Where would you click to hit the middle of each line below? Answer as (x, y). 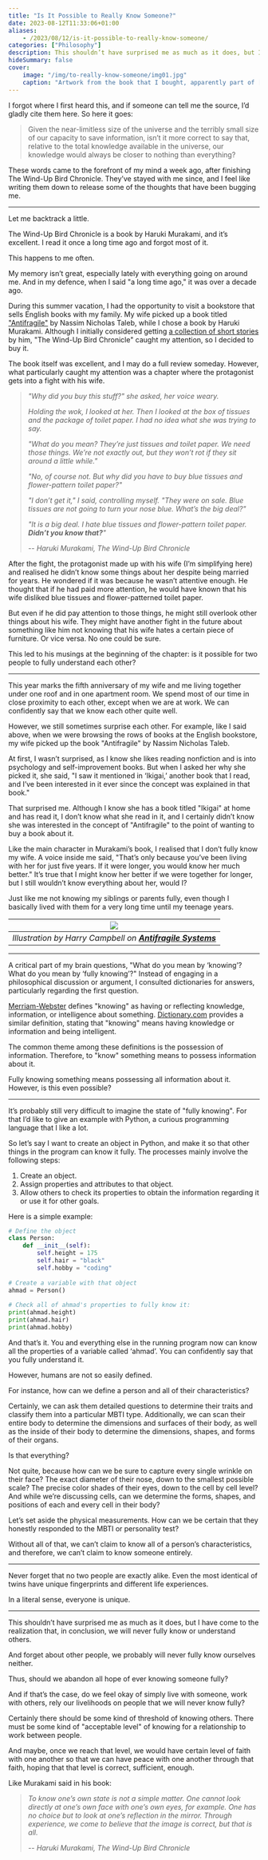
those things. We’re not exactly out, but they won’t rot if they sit (132, 452)
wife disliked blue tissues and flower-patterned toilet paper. (106, 597)
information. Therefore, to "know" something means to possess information (132, 1055)
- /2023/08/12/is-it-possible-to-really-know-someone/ (116, 38)
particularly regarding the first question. (74, 990)
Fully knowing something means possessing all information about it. (120, 1079)
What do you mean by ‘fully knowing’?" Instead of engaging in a (113, 973)
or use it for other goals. (59, 1201)
